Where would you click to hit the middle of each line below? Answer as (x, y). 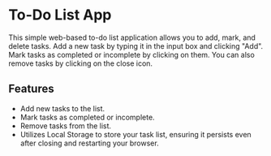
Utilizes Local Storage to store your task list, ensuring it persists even (135, 134)
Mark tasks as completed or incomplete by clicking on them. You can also (132, 54)
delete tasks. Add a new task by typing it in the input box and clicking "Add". (136, 45)
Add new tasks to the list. (62, 108)
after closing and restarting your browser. (90, 143)
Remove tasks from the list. (66, 126)
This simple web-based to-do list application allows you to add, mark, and (132, 37)
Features (31, 89)
